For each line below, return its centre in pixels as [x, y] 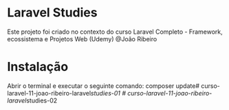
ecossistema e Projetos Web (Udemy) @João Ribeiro [82, 38]
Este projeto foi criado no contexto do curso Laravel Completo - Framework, [115, 32]
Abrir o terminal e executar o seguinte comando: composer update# [103, 86]
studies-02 [42, 100]
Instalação [38, 67]
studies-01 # [108, 93]
